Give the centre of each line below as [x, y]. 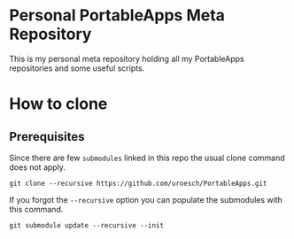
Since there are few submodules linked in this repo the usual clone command [147, 158]
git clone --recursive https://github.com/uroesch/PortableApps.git [138, 183]
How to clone [58, 104]
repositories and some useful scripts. [77, 68]
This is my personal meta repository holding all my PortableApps [127, 58]
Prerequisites [47, 137]
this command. [36, 209]
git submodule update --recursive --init [87, 225]
